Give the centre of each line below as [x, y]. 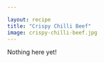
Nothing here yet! [32, 52]
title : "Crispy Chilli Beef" [49, 26]
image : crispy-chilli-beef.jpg [52, 33]
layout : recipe [29, 19]
